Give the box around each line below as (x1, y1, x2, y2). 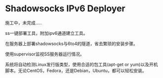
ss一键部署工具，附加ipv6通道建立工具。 (5, 30, 88, 36)
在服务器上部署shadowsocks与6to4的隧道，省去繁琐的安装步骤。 (5, 40, 138, 47)
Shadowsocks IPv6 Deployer (5, 3, 125, 14)
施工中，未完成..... (5, 20, 42, 26)
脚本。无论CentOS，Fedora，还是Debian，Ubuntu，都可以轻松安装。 (5, 67, 147, 74)
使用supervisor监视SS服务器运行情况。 (5, 51, 85, 57)
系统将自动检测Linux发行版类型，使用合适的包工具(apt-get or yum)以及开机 (5, 61, 158, 67)
